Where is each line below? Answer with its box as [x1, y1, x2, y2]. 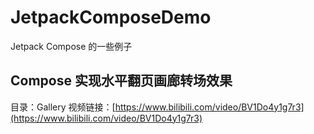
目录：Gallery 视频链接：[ [10, 101, 116, 113]
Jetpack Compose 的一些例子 [10, 40, 133, 52]
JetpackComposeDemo [10, 6, 212, 29]
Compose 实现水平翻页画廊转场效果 [10, 72, 233, 90]
